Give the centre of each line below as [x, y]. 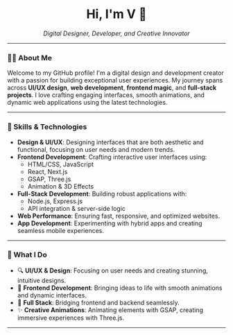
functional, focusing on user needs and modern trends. [96, 149]
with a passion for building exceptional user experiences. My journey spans [115, 80]
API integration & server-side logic [77, 208]
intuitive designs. [42, 280]
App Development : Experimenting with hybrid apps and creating [110, 223]
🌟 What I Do [27, 255]
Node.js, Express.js [55, 201]
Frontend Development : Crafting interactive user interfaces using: [112, 157]
